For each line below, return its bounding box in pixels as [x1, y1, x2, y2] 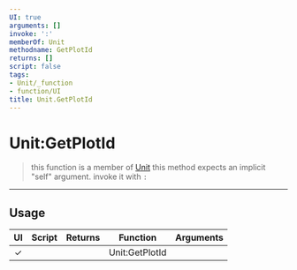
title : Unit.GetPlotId [9, 94, 93, 104]
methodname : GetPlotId [9, 46, 93, 55]
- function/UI [9, 86, 62, 95]
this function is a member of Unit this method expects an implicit [30, 162, 266, 173]
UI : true [9, 12, 42, 22]
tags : [9, 71, 29, 79]
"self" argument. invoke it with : [30, 171, 148, 182]
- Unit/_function [9, 79, 73, 87]
